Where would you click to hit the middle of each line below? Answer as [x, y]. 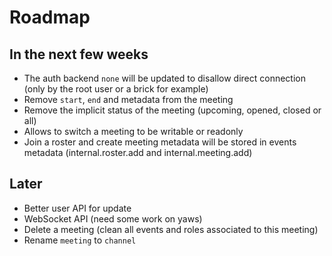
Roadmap [50, 17]
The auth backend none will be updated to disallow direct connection [164, 78]
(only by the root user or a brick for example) [116, 89]
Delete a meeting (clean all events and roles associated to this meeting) [171, 229]
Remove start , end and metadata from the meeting [128, 99]
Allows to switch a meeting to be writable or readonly [133, 131]
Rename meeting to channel [80, 240]
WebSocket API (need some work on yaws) [113, 218]
